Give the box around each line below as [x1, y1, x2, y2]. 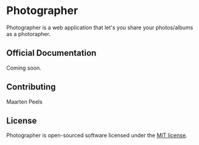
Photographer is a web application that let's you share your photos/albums [6, 24, 194, 31]
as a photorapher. [6, 30, 51, 37]
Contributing [6, 82, 56, 92]
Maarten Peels [6, 98, 43, 105]
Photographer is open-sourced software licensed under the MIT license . [6, 132, 187, 139]
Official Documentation [6, 48, 97, 58]
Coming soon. [6, 64, 41, 71]
